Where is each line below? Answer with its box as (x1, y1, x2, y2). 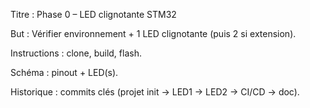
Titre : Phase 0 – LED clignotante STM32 (10, 9, 177, 20)
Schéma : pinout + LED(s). (10, 67, 119, 78)
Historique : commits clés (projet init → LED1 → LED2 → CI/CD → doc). (10, 86, 300, 98)
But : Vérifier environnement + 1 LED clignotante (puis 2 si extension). (10, 28, 297, 39)
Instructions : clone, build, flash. (10, 47, 142, 59)
